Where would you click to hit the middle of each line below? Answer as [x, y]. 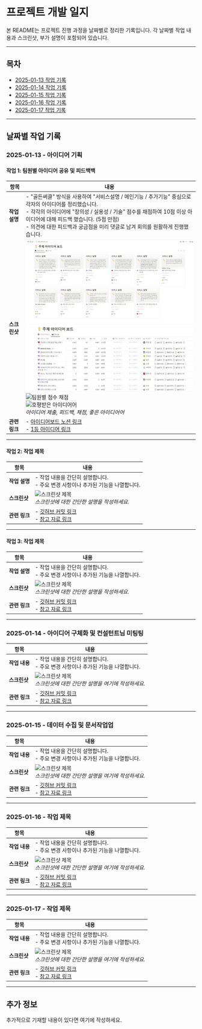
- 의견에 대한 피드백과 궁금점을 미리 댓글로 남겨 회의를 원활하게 [99, 227]
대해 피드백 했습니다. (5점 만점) [83, 219]
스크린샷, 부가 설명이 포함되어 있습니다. [63, 37]
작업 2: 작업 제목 [25, 451]
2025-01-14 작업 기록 [41, 87]
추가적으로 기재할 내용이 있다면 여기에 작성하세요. [64, 1020]
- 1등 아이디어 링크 [48, 429]
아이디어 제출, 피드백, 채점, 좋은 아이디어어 [75, 412]
